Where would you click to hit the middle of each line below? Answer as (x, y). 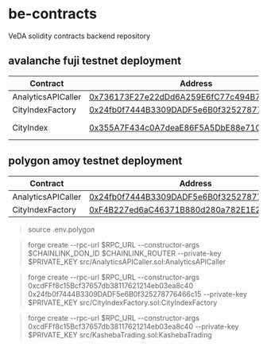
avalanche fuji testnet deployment (95, 61)
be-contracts (53, 14)
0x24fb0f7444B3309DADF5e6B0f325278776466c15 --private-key (137, 294)
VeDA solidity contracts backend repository (79, 36)
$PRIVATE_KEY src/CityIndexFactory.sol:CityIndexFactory (122, 302)
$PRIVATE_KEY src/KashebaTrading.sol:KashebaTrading (120, 334)
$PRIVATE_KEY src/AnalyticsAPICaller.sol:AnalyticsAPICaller (127, 261)
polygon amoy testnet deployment (95, 161)
